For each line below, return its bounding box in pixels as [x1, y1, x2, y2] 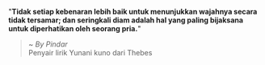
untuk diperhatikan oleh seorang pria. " [8, 24, 141, 33]
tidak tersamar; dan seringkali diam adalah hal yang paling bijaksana [8, 15, 244, 25]
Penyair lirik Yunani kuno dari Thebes [27, 48, 153, 57]
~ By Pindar [27, 39, 69, 49]
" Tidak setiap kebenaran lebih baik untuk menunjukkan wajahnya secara [8, 7, 258, 16]
